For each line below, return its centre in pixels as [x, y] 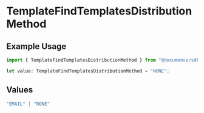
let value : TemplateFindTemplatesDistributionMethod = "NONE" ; [88, 71]
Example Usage [36, 46]
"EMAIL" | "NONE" [28, 104]
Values [20, 90]
